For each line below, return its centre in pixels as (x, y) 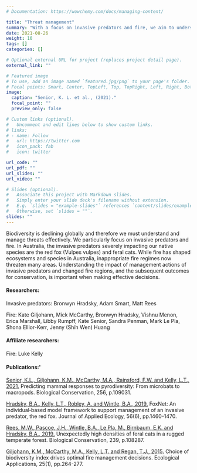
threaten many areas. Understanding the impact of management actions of (96, 264)
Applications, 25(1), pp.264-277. (45, 464)
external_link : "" (28, 65)
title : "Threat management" (40, 22)
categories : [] (25, 50)
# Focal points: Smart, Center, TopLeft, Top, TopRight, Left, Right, (94, 87)
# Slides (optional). (33, 189)
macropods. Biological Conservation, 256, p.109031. (69, 393)
